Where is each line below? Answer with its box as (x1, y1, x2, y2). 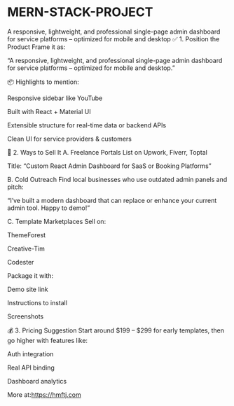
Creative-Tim (7, 244, 46, 253)
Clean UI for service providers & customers (7, 134, 132, 143)
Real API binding (7, 363, 55, 372)
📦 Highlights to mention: (7, 78, 79, 86)
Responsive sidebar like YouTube (7, 94, 103, 102)
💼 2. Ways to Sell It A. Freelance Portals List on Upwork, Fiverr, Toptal (7, 148, 208, 156)
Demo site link (7, 285, 48, 293)
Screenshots (7, 312, 44, 321)
